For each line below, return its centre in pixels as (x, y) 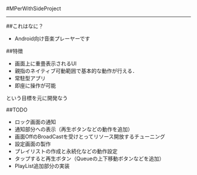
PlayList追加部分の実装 (42, 166)
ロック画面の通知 (35, 122)
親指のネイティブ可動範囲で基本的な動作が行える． (76, 71)
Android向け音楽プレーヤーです (52, 38)
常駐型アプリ (30, 78)
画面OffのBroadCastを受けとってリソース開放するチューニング (90, 137)
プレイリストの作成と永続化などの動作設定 (66, 151)
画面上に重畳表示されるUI (45, 63)
